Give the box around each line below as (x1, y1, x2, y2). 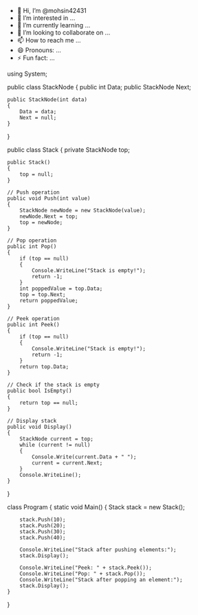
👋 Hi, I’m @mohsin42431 (16, 7, 87, 14)
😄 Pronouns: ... (16, 46, 62, 54)
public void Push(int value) (7, 195, 91, 202)
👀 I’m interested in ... (16, 14, 76, 22)
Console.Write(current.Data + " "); (32, 454, 137, 460)
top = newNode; (19, 219, 63, 226)
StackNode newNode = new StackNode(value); (19, 207, 146, 214)
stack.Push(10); (19, 516, 67, 523)
